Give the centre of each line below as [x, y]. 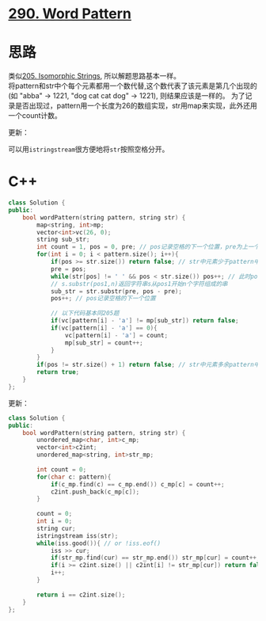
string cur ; [57, 528]
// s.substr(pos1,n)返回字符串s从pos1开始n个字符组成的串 [139, 284]
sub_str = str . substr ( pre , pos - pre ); [116, 291]
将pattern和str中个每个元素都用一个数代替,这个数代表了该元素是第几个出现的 [133, 86]
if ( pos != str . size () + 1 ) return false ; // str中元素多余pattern [146, 365]
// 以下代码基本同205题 [85, 314]
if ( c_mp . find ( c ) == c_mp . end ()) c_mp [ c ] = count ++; [137, 484]
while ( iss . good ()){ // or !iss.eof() [99, 543]
